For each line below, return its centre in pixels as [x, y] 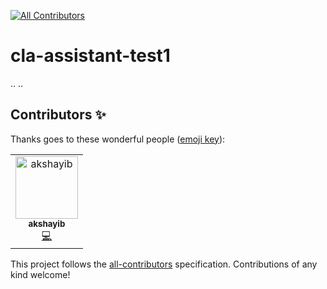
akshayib [47, 223]
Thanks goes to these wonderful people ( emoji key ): [118, 139]
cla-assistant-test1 [90, 56]
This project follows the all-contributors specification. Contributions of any [164, 264]
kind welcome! [40, 274]
